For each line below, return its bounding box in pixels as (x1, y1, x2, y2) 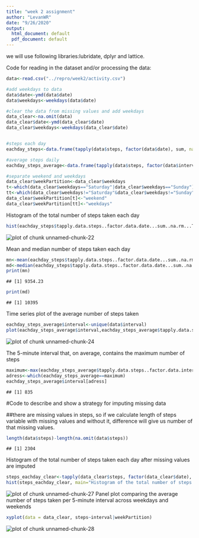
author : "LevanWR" (6, 14, 52, 20)
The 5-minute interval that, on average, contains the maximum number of (6, 349, 185, 357)
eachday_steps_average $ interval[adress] (6, 378, 108, 384)
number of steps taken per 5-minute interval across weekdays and (6, 497, 169, 504)
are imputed (6, 463, 36, 470)
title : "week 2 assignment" (6, 8, 76, 15)
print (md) (6, 289, 31, 295)
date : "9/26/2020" (6, 20, 52, 26)
